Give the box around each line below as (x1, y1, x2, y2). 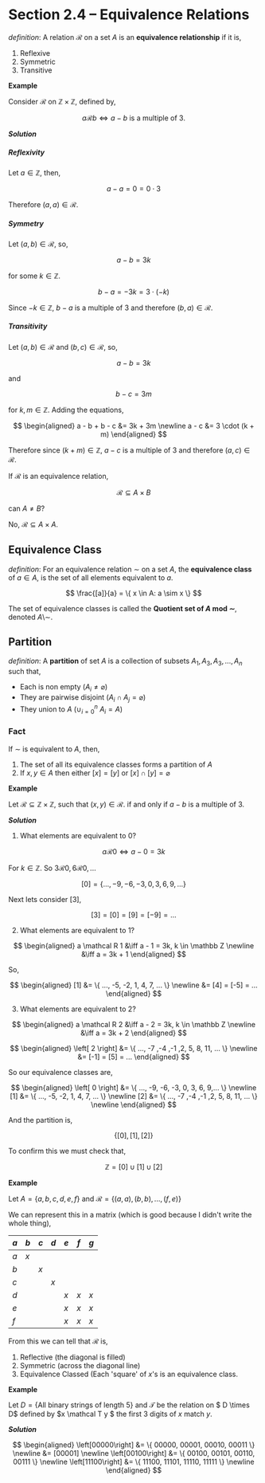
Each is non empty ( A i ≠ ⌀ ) (19, 682, 108, 694)
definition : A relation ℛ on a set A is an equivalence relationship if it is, (8, 32, 242, 41)
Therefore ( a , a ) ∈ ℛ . (8, 199, 79, 209)
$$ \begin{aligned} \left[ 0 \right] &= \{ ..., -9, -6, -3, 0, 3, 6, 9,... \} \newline (10, 1082, 257, 1093)
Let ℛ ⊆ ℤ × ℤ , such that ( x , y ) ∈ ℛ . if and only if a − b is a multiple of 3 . (8, 799, 245, 809)
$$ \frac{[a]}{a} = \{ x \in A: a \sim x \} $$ (65, 588, 202, 598)
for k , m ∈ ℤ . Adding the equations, (8, 405, 124, 414)
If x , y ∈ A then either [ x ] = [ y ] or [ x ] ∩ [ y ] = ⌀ (19, 767, 170, 778)
